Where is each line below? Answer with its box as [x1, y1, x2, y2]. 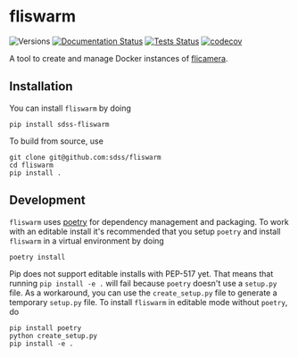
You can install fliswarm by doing [9, 103, 132, 113]
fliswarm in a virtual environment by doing [9, 235, 165, 246]
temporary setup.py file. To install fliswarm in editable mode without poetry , [9, 296, 288, 307]
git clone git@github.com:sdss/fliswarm [9, 153, 162, 162]
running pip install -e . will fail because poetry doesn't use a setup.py [9, 278, 277, 288]
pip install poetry [9, 323, 82, 332]
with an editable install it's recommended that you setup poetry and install [9, 226, 281, 237]
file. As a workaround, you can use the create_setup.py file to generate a [9, 287, 278, 298]
